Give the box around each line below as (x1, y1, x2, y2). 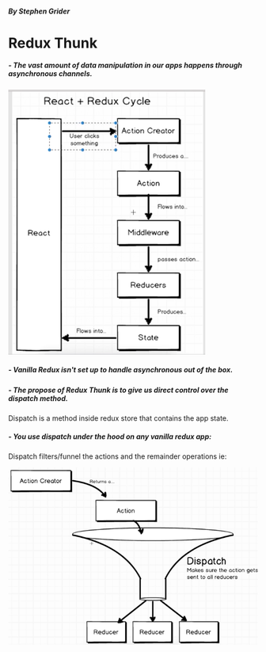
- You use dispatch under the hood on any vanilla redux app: (8, 432, 212, 441)
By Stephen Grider (8, 6, 70, 16)
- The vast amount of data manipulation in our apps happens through (8, 60, 243, 71)
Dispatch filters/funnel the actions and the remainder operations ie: (8, 452, 227, 461)
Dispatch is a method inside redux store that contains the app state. (8, 414, 229, 423)
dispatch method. (8, 393, 69, 403)
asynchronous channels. (8, 69, 93, 78)
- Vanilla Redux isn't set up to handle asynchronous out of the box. (8, 365, 234, 375)
